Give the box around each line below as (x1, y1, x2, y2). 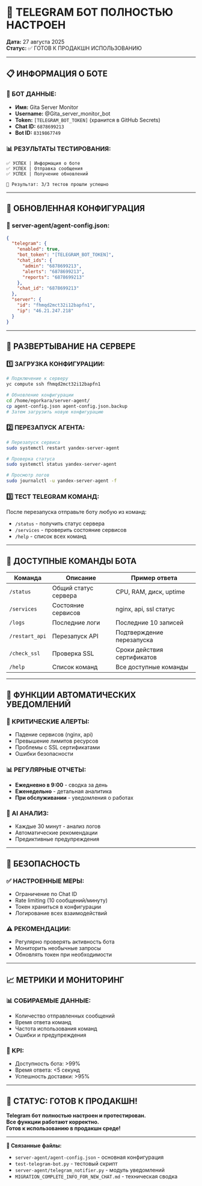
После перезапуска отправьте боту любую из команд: (6, 508, 147, 516)
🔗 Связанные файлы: (6, 1142, 62, 1149)
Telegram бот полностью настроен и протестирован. (6, 1112, 146, 1119)
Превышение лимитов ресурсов (14, 737, 99, 744)
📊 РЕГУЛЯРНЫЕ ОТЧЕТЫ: (6, 765, 87, 774)
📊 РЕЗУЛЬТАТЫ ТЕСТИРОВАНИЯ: (6, 144, 111, 153)
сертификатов (115, 653, 158, 661)
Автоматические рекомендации (14, 829, 98, 836)
